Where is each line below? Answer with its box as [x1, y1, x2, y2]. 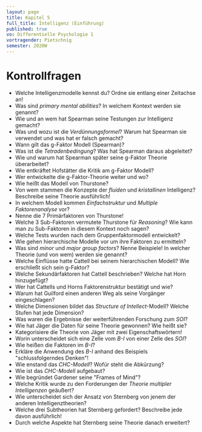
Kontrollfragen [6, 69, 82, 83]
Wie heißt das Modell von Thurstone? [15, 179, 109, 187]
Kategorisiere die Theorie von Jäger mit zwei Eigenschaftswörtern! [15, 328, 183, 335]
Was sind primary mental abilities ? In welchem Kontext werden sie [15, 102, 181, 110]
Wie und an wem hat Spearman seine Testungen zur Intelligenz [15, 115, 173, 122]
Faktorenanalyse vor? [15, 205, 70, 213]
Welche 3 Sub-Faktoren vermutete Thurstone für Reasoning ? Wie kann [15, 218, 193, 226]
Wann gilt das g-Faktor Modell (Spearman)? [15, 141, 125, 148]
